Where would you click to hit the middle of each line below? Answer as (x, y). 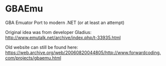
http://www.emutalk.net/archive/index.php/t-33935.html (63, 37)
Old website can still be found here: (42, 47)
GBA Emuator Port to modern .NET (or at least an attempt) (65, 22)
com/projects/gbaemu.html (33, 57)
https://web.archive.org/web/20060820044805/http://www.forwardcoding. (83, 52)
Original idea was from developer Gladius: (48, 32)
